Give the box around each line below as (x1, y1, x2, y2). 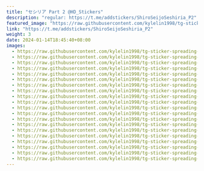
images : (6, 43, 26, 49)
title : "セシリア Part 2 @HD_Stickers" (6, 8, 104, 15)
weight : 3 (6, 32, 32, 38)
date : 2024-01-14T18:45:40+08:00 (6, 37, 91, 43)
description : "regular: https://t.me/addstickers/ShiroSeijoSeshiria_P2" (6, 15, 197, 21)
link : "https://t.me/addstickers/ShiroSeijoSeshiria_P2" (6, 25, 154, 32)
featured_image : (6, 20, 47, 26)
